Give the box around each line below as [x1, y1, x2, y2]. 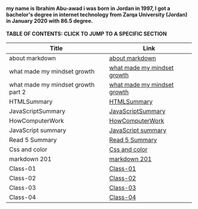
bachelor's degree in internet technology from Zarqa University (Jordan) [6, 11, 187, 18]
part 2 [9, 88, 27, 97]
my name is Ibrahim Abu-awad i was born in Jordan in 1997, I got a [6, 5, 171, 12]
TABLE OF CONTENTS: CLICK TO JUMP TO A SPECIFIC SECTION [6, 30, 167, 38]
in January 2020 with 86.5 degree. [6, 17, 93, 24]
